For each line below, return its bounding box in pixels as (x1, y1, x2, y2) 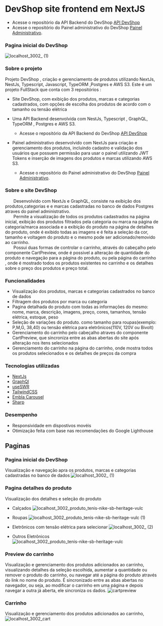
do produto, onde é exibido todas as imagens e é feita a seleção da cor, (5, 229, 148, 235)
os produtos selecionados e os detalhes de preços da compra (12, 350, 136, 356)
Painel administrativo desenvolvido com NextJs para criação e (12, 139, 138, 145)
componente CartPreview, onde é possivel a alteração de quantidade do (5, 249, 150, 256)
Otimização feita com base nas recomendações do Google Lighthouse (12, 428, 154, 434)
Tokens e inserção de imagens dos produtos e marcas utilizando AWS (12, 155, 152, 161)
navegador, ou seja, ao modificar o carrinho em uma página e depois (5, 582, 143, 588)
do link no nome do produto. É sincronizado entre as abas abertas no (5, 577, 144, 583)
